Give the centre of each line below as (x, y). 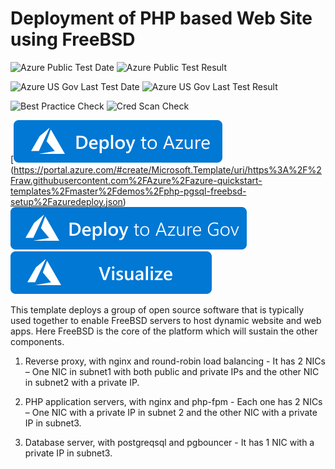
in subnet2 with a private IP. (82, 382)
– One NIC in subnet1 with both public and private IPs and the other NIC (172, 371)
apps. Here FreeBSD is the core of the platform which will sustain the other (164, 331)
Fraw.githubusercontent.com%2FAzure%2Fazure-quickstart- (136, 180)
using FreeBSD (73, 39)
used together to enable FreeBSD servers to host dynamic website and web (166, 320)
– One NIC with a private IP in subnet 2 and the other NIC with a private (171, 412)
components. (37, 341)
